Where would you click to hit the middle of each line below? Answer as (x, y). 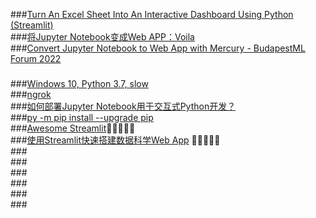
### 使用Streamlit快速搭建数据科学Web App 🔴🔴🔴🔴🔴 (115, 140)
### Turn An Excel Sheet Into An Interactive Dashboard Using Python (152, 14)
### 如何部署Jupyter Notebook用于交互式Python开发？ (123, 106)
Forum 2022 (36, 58)
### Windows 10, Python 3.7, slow (79, 83)
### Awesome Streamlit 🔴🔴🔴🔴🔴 (73, 128)
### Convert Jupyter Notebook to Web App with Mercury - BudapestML (158, 48)
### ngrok (31, 94)
